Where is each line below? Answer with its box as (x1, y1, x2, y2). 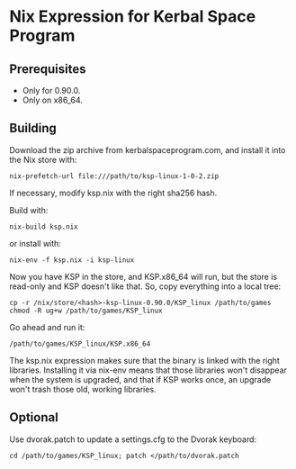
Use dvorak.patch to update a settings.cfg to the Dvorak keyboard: (9, 434, 257, 445)
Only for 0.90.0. (22, 86, 81, 95)
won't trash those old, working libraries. (9, 383, 157, 394)
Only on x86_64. (22, 95, 84, 105)
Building (9, 121, 57, 136)
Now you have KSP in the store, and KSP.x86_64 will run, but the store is (9, 271, 277, 282)
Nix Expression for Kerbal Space (9, 6, 256, 27)
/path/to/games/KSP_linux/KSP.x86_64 (9, 339, 151, 348)
